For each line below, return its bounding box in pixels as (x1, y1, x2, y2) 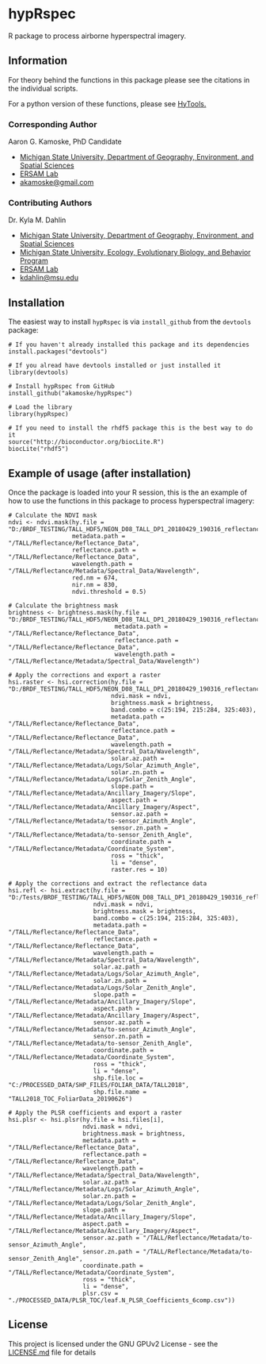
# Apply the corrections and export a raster (8, 671, 161, 679)
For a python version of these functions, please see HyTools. (8, 98, 207, 108)
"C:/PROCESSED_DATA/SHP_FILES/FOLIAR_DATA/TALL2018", (8, 1081, 190, 1089)
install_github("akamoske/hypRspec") (8, 390, 133, 398)
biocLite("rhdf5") (8, 445, 69, 453)
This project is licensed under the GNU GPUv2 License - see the (8, 1339, 218, 1348)
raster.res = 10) (110, 865, 169, 873)
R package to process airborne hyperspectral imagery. (8, 31, 187, 40)
